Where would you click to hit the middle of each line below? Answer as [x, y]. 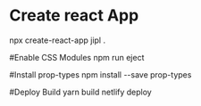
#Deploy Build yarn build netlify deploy [80, 92]
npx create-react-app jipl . [57, 40]
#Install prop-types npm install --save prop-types [100, 74]
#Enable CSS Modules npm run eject [77, 57]
